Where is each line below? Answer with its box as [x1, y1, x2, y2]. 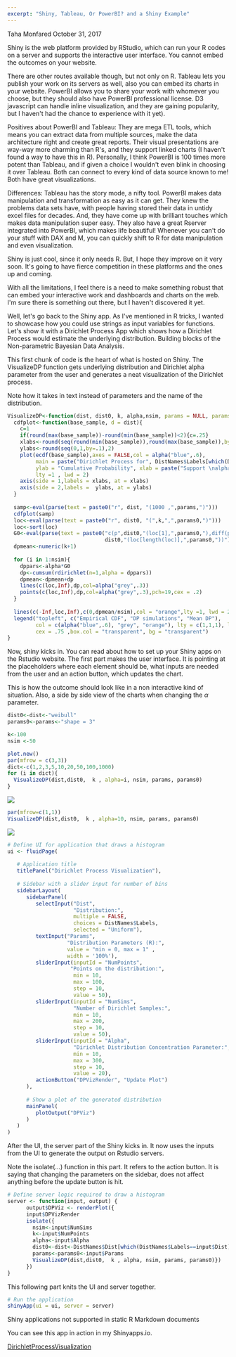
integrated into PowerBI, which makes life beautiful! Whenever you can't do [7, 226, 225, 234]
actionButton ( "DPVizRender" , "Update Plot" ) [35, 1076, 169, 1083]
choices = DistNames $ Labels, [73, 920, 159, 927]
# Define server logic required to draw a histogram [7, 1191, 165, 1199]
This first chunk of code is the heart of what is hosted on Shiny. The [7, 355, 204, 364]
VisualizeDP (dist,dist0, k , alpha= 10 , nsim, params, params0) [7, 815, 199, 823]
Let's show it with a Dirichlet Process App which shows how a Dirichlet [7, 326, 212, 335]
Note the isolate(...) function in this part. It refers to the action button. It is [7, 1163, 219, 1171]
